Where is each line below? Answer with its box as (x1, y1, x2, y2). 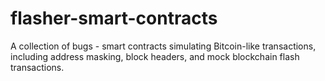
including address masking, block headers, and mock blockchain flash (10, 50, 300, 62)
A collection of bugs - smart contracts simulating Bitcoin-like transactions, (10, 40, 317, 52)
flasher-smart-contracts (10, 7, 218, 30)
